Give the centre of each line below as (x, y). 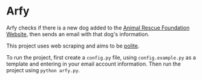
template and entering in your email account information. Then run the (94, 64)
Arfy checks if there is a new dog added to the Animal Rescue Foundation (98, 28)
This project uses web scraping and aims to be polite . (73, 46)
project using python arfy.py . (43, 70)
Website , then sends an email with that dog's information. (78, 34)
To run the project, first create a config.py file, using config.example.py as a (101, 57)
